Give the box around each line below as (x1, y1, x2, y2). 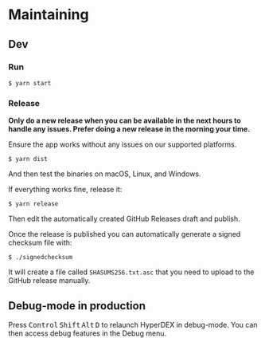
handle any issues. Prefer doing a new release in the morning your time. (8, 124, 251, 134)
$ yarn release (8, 200, 59, 208)
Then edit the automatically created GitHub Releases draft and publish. (8, 214, 240, 224)
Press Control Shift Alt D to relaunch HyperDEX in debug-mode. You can (8, 320, 258, 329)
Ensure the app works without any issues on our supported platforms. (8, 140, 237, 149)
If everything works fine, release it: (8, 185, 123, 195)
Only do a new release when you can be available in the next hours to (8, 116, 241, 125)
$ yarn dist (8, 155, 48, 163)
